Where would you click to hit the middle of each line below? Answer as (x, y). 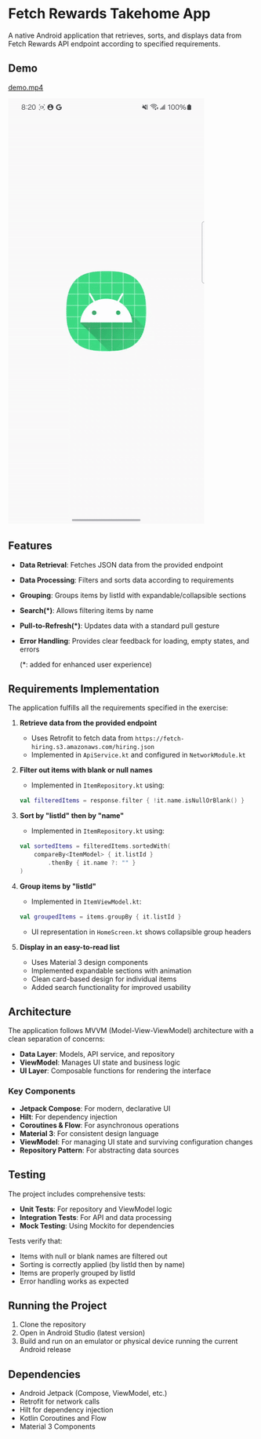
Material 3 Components (57, 1426)
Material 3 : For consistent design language (89, 1133)
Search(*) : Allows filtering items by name (87, 610)
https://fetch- (160, 739)
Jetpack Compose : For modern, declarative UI (95, 1108)
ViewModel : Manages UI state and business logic (100, 1063)
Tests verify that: (35, 1240)
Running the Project (58, 1305)
